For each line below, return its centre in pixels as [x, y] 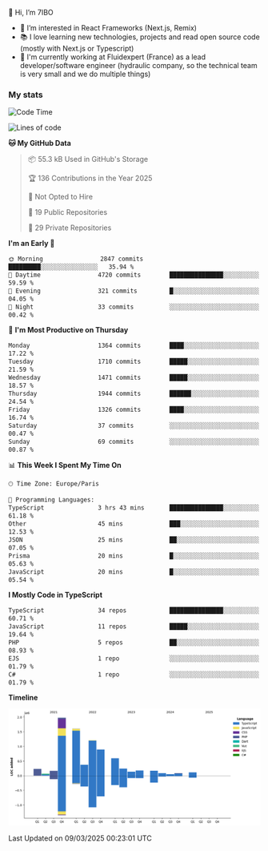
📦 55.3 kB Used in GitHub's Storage [88, 159]
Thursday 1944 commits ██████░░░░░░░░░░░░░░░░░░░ [134, 394]
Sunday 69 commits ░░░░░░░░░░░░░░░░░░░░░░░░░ [134, 442]
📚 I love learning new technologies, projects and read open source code [140, 37]
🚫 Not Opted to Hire [60, 197]
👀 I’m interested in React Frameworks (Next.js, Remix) [108, 28]
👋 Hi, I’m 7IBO [31, 12]
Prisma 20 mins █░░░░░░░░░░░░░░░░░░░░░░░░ [134, 556]
